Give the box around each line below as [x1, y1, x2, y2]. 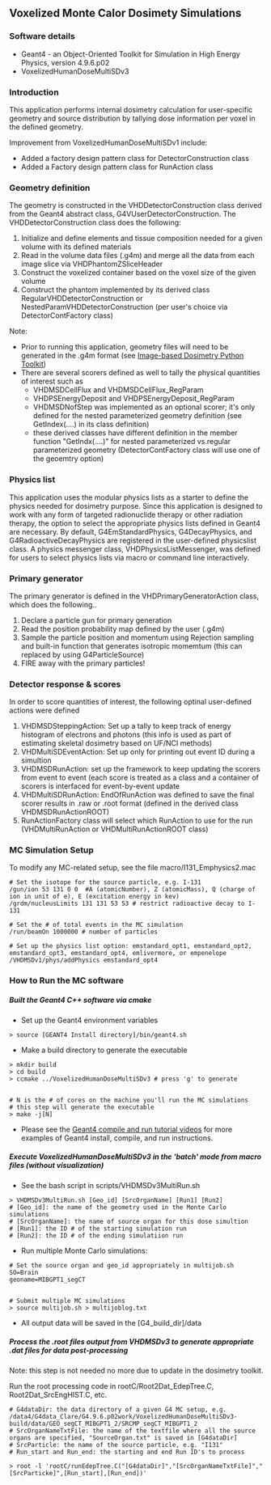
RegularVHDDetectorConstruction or [20, 294, 143, 303]
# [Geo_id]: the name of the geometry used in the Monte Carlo [9, 1204, 227, 1212]
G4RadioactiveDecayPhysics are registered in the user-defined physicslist [9, 535, 257, 545]
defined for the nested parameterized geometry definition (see [32, 411, 242, 421]
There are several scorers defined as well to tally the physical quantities [20, 368, 261, 378]
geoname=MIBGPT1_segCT [9, 1276, 86, 1284]
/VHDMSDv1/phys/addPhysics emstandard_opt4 [9, 956, 159, 965]
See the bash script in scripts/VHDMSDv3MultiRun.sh [20, 1181, 201, 1191]
